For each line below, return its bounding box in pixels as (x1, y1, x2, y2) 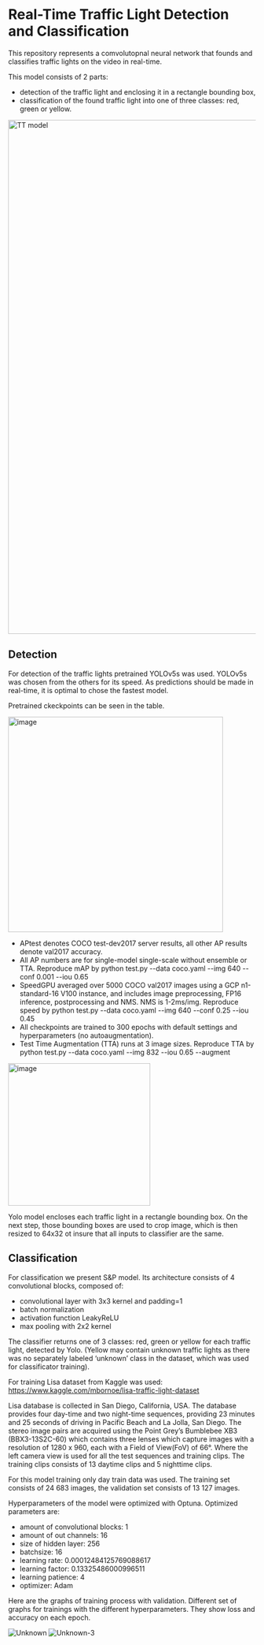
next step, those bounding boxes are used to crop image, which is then (8, 1220, 238, 1229)
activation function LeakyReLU (19, 1313, 119, 1322)
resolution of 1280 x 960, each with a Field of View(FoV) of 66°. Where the (8, 1442, 249, 1452)
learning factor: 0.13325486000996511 (19, 1564, 145, 1573)
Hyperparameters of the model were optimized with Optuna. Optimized (8, 1498, 238, 1508)
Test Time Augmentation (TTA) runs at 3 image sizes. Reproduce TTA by (19, 1039, 255, 1048)
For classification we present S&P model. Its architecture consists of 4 (8, 1272, 235, 1282)
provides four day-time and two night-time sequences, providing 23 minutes (8, 1409, 255, 1419)
